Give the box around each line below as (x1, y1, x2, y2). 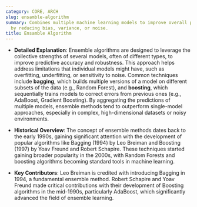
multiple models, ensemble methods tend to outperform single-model (14, 103, 183, 110)
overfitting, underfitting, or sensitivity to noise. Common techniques (14, 72, 178, 79)
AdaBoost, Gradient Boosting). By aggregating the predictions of (14, 96, 171, 103)
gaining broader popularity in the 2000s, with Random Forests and (14, 152, 175, 159)
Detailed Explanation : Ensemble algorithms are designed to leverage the (14, 46, 191, 54)
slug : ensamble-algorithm (5, 14, 69, 20)
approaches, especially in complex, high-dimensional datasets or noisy (14, 109, 186, 116)
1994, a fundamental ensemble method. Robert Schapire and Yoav (14, 176, 175, 183)
